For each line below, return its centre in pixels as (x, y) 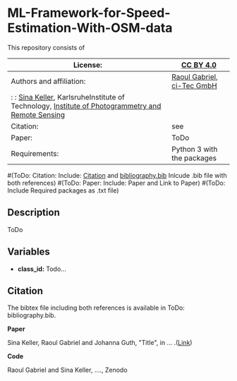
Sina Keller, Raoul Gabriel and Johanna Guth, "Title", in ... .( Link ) (100, 343)
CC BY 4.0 (199, 65)
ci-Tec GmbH (194, 85)
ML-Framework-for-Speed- (89, 13)
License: (87, 65)
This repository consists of (46, 47)
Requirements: (35, 153)
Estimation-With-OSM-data (90, 28)
